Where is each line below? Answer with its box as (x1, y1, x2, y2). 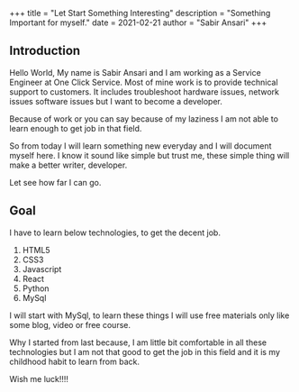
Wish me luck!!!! (9, 373, 69, 384)
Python (22, 283, 50, 294)
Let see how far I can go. (9, 177, 102, 187)
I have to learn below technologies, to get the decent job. (9, 227, 221, 238)
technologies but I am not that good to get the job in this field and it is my (9, 346, 281, 357)
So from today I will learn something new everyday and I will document (9, 140, 272, 151)
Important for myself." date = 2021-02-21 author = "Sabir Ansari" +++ (9, 17, 267, 28)
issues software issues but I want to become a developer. (9, 96, 223, 106)
